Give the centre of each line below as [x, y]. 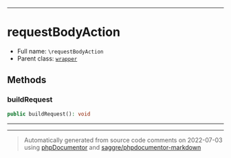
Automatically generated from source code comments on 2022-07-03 [123, 140]
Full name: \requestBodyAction [60, 51]
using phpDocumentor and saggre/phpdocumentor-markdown [112, 147]
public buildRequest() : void [49, 114]
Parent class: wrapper [47, 58]
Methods [27, 80]
